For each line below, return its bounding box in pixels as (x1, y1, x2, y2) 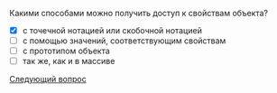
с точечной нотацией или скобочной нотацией (22, 25, 203, 35)
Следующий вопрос (9, 74, 88, 85)
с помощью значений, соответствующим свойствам (22, 35, 226, 46)
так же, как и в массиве (22, 56, 115, 67)
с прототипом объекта (22, 45, 110, 57)
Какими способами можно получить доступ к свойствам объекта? (9, 8, 269, 18)
